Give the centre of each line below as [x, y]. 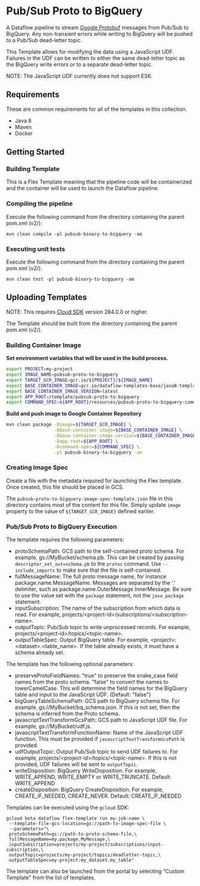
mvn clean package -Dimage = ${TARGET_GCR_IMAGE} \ [69, 425]
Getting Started [35, 152]
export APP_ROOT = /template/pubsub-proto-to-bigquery [73, 397]
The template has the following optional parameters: [70, 664]
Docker [24, 133]
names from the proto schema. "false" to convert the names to [91, 682]
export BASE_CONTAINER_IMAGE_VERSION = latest [62, 391]
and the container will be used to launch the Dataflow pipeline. [83, 188]
